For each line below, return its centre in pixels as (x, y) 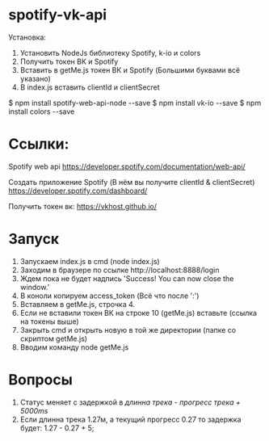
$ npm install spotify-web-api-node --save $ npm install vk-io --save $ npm (135, 103)
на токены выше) (49, 321)
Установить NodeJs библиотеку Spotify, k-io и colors (110, 52)
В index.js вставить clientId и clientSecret (90, 87)
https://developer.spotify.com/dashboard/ (78, 191)
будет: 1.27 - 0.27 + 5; (57, 428)
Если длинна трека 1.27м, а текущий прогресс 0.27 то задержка (130, 419)
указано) (35, 78)
